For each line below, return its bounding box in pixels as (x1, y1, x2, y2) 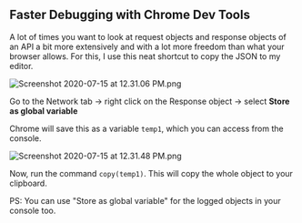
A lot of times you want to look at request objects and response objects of (9, 31, 287, 42)
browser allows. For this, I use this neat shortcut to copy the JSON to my (9, 50, 281, 62)
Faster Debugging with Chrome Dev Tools (9, 7, 250, 23)
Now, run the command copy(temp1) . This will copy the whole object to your (9, 167, 294, 178)
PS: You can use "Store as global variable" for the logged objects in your (9, 195, 281, 206)
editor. (9, 60, 34, 71)
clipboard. (9, 177, 47, 188)
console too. (9, 205, 56, 216)
